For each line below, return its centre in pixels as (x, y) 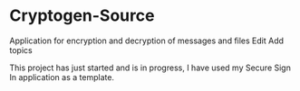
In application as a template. (62, 77)
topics (21, 50)
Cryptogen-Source (82, 16)
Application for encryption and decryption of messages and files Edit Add (146, 41)
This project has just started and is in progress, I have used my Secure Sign (150, 68)
